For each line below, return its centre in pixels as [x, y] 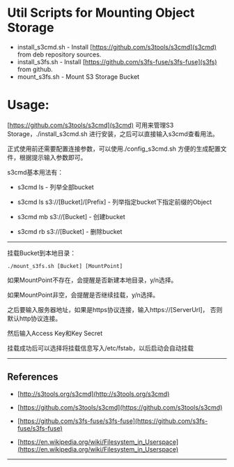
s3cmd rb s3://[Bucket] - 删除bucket [70, 231]
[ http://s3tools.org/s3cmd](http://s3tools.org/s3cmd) [93, 394]
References [33, 377]
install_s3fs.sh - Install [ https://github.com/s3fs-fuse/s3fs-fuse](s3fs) [117, 61]
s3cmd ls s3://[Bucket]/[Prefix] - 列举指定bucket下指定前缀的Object [115, 202]
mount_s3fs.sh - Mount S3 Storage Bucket [78, 76]
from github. [35, 69]
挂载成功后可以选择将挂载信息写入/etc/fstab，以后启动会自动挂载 [101, 348]
